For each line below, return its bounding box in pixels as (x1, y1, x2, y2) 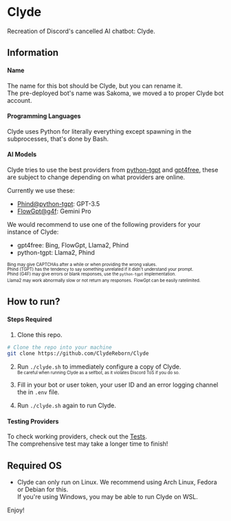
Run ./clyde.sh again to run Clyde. (16, 401, 117, 410)
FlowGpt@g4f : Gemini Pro (16, 207, 91, 215)
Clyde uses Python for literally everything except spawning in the (7, 127, 192, 135)
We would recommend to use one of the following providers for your (7, 220, 201, 228)
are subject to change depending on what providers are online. (7, 173, 186, 181)
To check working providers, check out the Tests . (7, 432, 148, 441)
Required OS (7, 460, 62, 471)
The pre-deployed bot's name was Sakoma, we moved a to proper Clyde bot (7, 89, 224, 97)
